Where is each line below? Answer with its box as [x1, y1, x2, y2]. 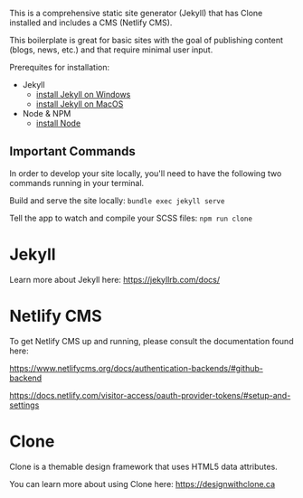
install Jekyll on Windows [35, 89, 131, 99]
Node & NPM [22, 108, 71, 118]
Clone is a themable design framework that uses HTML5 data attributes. [9, 461, 278, 472]
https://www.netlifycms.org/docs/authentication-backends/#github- [9, 362, 264, 373]
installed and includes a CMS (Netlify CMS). [9, 17, 173, 28]
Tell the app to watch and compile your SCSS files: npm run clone [9, 212, 253, 223]
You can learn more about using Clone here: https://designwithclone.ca [9, 478, 276, 489]
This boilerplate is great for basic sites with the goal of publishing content [9, 35, 283, 45]
